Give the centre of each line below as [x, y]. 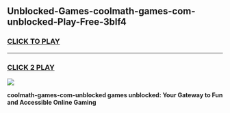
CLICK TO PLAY [34, 42]
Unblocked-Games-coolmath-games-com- [101, 11]
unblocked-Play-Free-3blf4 [67, 22]
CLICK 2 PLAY [31, 67]
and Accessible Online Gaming [52, 102]
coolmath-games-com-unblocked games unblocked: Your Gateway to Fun [115, 95]
